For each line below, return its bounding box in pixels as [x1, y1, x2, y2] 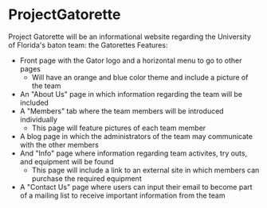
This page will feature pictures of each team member [31, 123, 206, 133]
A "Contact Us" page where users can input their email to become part [19, 182, 253, 191]
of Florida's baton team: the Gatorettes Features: [8, 40, 168, 49]
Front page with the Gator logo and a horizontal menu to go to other [19, 56, 242, 65]
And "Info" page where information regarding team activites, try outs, [19, 148, 248, 158]
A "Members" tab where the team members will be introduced [19, 106, 225, 116]
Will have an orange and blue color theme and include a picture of [31, 72, 249, 82]
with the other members [19, 140, 100, 149]
